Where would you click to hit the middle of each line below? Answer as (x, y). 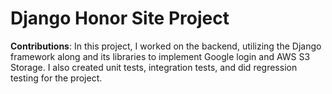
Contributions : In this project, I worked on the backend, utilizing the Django (166, 46)
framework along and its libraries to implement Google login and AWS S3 (160, 56)
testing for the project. (56, 78)
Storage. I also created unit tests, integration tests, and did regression (154, 67)
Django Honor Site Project (120, 18)
